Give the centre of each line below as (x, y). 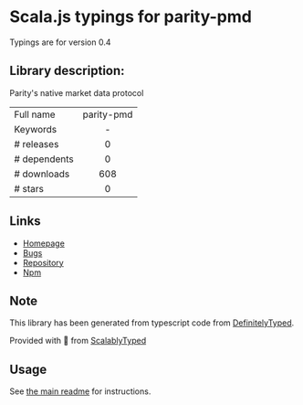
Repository (43, 262)
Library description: (67, 71)
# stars (29, 188)
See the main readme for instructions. (80, 391)
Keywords (36, 129)
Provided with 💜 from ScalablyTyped (78, 341)
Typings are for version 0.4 (60, 42)
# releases (37, 144)
